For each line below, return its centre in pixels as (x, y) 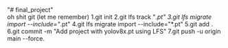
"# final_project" (30, 10)
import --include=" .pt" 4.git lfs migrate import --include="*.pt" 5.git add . (110, 24)
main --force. (26, 39)
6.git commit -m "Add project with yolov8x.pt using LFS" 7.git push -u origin (114, 31)
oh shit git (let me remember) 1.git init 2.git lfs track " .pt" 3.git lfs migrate (110, 17)
